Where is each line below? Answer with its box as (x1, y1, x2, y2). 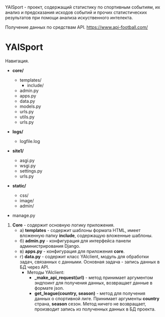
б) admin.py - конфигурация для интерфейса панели (19, 237, 131, 244)
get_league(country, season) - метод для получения (34, 290, 146, 296)
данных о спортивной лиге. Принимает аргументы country (34, 295, 160, 301)
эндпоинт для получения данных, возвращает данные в (34, 279, 153, 286)
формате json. (34, 285, 64, 291)
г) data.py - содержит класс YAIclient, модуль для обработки (19, 253, 149, 259)
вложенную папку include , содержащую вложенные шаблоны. (19, 232, 153, 238)
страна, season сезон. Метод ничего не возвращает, (34, 301, 147, 307)
